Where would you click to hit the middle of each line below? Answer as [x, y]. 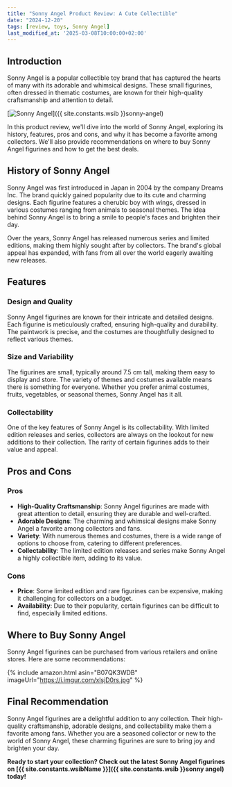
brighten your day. [34, 748]
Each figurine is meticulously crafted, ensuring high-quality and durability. [113, 324]
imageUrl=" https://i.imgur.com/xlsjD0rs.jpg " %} [75, 680]
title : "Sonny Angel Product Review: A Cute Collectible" [92, 14]
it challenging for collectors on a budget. [75, 599]
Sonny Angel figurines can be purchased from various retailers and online [113, 652]
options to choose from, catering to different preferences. [99, 543]
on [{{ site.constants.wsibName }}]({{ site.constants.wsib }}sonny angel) [116, 769]
